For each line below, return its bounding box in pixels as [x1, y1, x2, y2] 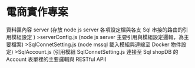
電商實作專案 [6, 5, 69, 19]
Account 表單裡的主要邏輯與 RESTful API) [6, 56, 107, 63]
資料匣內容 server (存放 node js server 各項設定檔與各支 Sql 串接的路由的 [6, 26, 183, 33]
